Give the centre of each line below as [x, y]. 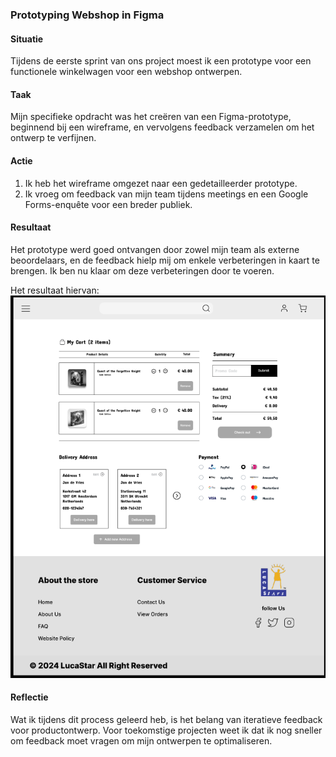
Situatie [27, 39]
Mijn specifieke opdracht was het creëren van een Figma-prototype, [151, 117]
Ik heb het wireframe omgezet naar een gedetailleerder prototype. [161, 183]
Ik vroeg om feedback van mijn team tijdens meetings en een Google [166, 194]
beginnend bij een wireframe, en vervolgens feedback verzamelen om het [162, 127]
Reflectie [29, 697]
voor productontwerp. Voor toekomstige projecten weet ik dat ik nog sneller [166, 730]
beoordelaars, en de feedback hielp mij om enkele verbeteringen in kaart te [165, 260]
